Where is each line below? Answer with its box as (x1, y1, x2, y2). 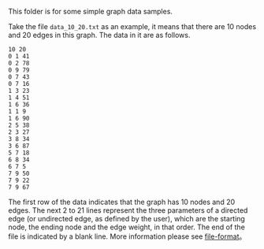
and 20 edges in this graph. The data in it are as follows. (8, 31, 191, 39)
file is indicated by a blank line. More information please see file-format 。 (8, 232, 247, 241)
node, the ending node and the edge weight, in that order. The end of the (8, 222, 246, 232)
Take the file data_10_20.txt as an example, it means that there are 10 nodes (8, 22, 257, 31)
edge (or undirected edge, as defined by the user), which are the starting (8, 214, 246, 223)
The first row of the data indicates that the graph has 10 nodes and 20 (8, 197, 236, 206)
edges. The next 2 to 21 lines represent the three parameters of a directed (8, 206, 248, 215)
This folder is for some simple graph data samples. (8, 7, 173, 16)
